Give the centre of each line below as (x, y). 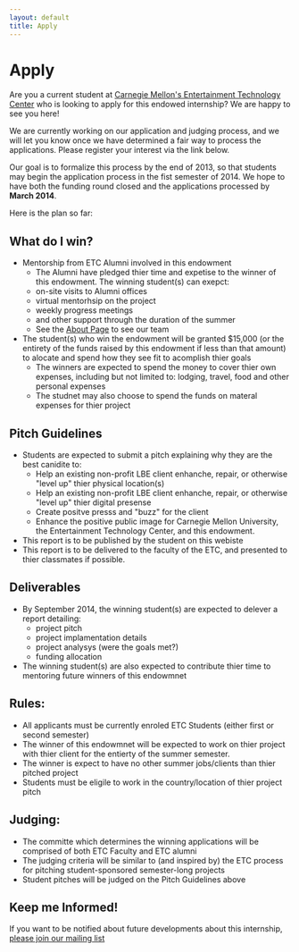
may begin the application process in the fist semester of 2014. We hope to (147, 177)
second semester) (55, 735)
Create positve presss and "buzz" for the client (122, 512)
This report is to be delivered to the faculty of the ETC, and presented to (155, 550)
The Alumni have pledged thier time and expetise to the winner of (156, 273)
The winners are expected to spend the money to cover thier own (156, 367)
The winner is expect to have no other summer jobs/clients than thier (149, 763)
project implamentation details (91, 637)
